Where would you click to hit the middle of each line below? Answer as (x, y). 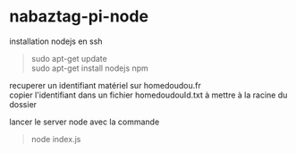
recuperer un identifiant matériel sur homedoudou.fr (105, 85)
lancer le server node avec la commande (85, 122)
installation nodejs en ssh (56, 41)
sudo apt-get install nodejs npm (90, 68)
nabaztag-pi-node (79, 17)
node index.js (56, 139)
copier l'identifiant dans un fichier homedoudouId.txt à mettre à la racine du (148, 95)
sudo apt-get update (69, 58)
